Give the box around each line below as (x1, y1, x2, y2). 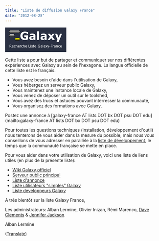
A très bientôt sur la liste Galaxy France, (5, 197, 86, 203)
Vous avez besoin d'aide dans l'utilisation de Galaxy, (12, 76, 118, 83)
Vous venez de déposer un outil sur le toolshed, (12, 92, 109, 98)
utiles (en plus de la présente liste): (5, 157, 76, 163)
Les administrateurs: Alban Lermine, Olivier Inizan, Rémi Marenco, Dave (5, 206, 150, 213)
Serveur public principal (12, 172, 61, 178)
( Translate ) (5, 231, 27, 237)
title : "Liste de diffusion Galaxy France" (5, 8, 95, 13)
